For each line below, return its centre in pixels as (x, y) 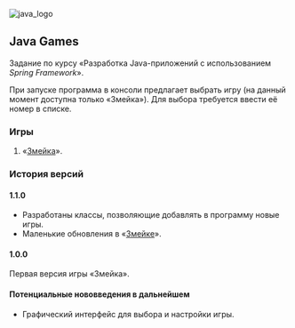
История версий (47, 174)
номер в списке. (40, 108)
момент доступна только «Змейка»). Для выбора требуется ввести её (144, 99)
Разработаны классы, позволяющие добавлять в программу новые (151, 215)
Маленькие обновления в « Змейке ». (92, 234)
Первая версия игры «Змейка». (70, 274)
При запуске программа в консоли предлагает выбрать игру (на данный (147, 90)
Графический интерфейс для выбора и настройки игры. (128, 314)
